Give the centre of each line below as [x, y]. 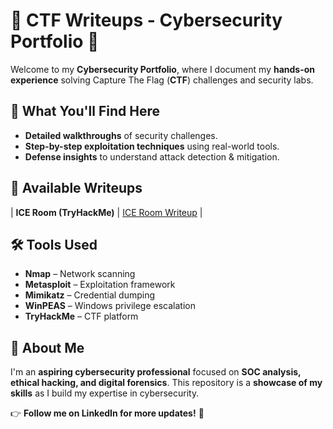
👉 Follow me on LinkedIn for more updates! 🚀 [107, 413]
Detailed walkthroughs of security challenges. [121, 135]
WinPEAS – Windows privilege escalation [110, 306]
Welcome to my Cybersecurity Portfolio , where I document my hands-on [163, 69]
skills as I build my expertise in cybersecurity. [105, 393]
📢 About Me [47, 347]
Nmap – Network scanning [80, 274]
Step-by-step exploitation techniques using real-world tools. [152, 146]
